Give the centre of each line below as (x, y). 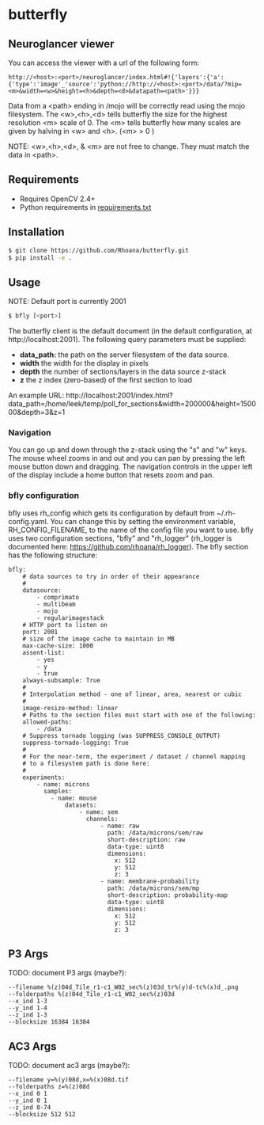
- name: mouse (74, 798)
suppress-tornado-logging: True (75, 743)
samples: (58, 791)
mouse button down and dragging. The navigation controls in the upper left (130, 467)
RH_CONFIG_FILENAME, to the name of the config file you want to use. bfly (131, 530)
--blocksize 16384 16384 (49, 1022)
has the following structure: (53, 555)
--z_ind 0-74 (30, 1108)
